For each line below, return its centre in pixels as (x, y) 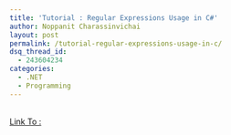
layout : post (34, 35)
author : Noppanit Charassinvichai (75, 26)
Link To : (26, 121)
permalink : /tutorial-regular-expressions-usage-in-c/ (116, 43)
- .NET (30, 78)
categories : (32, 69)
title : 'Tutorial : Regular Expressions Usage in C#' (114, 18)
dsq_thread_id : (38, 52)
